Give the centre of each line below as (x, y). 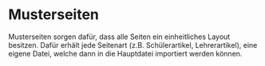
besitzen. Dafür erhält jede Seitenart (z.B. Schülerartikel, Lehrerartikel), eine (133, 45)
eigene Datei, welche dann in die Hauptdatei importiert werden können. (125, 53)
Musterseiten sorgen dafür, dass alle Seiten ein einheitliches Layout (119, 37)
